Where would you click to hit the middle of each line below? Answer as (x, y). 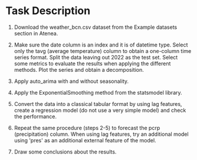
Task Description (48, 11)
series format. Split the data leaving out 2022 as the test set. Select (96, 57)
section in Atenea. (36, 33)
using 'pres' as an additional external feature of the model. (85, 140)
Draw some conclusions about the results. (65, 152)
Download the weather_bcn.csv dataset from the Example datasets (96, 27)
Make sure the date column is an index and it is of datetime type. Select (101, 45)
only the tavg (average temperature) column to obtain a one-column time (103, 51)
